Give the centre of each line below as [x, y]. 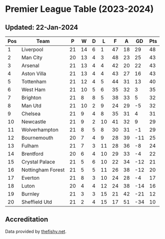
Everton [31, 178]
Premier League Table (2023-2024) [80, 9]
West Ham [34, 90]
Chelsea [31, 114]
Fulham [30, 146]
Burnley [30, 194]
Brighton [31, 98]
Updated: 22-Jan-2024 [41, 27]
